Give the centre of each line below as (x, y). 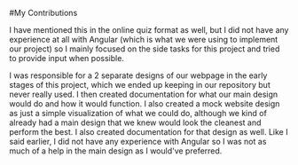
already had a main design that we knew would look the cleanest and (135, 122)
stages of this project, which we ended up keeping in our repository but (140, 85)
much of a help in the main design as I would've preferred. (116, 151)
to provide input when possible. (67, 58)
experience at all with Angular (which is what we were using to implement (144, 39)
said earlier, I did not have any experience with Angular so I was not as (138, 141)
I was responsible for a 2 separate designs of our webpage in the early (138, 75)
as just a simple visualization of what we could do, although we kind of (138, 113)
